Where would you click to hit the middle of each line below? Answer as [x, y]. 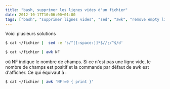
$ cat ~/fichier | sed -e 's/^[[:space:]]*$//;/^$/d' [64, 43]
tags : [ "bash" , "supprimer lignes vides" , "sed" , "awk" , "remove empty [82, 19]
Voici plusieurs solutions [31, 34]
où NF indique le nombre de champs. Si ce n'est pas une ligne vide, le [78, 62]
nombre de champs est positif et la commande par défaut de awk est [77, 67]
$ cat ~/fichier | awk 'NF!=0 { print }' [50, 82]
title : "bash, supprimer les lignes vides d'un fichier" [67, 10]
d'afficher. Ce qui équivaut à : [36, 73]
